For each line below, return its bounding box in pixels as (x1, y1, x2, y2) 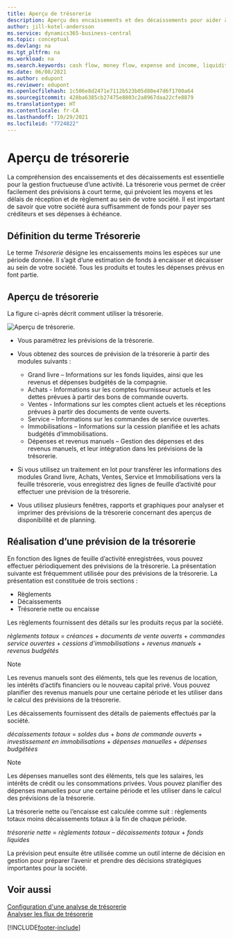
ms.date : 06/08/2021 (7, 68, 67, 75)
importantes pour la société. (7, 864, 88, 872)
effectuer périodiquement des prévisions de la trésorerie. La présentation (7, 561, 216, 570)
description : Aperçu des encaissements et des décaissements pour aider (7, 17, 222, 24)
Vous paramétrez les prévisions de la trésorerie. (17, 337, 155, 345)
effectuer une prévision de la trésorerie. (17, 487, 131, 496)
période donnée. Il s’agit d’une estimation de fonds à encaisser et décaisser (7, 256, 223, 264)
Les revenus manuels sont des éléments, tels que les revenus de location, (7, 673, 218, 681)
